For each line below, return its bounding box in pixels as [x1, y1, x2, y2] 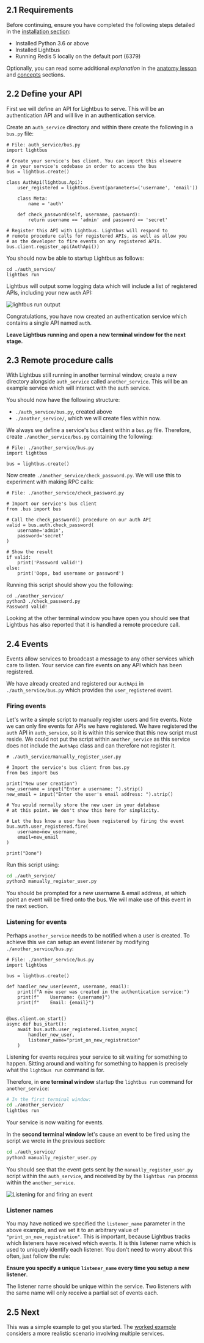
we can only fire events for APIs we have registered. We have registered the [6, 722, 197, 730]
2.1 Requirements [6, 5, 74, 15]
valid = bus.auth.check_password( [6, 522, 95, 529]
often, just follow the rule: [6, 1252, 71, 1260]
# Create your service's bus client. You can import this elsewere [6, 157, 182, 164]
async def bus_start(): [6, 1021, 67, 1027]
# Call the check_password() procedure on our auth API [6, 517, 151, 523]
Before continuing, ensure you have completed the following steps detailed [6, 21, 195, 28]
